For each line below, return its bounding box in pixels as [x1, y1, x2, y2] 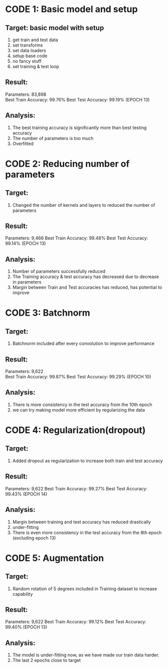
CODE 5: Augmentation [5, 552, 104, 564]
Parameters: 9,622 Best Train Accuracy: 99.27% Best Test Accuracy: [5, 485, 148, 491]
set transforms [12, 42, 43, 48]
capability [12, 591, 33, 597]
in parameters [12, 279, 42, 285]
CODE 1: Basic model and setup [5, 4, 138, 15]
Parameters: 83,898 [5, 91, 47, 97]
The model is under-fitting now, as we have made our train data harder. [12, 652, 159, 658]
